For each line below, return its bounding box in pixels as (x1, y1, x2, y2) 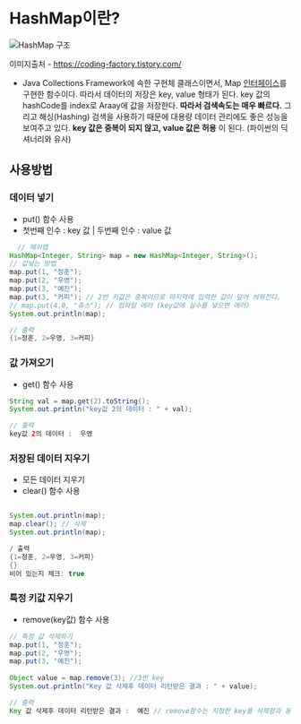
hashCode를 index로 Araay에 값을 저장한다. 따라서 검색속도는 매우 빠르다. (21, 99, 282, 110)
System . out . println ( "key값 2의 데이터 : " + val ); (9, 405, 193, 414)
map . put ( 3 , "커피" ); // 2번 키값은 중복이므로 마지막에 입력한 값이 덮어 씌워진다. (9, 292, 281, 301)
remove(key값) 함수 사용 (21, 614, 110, 625)
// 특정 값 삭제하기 (9, 632, 73, 641)
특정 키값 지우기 (9, 592, 73, 605)
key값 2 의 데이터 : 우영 (9, 429, 93, 439)
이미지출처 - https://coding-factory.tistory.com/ (9, 58, 182, 69)
